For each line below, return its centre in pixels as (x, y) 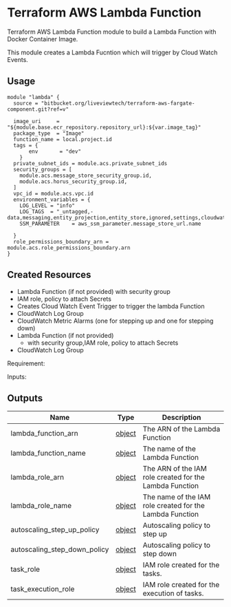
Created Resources (49, 275)
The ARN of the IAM (175, 469)
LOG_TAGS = (36, 211)
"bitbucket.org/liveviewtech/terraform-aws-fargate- (118, 103)
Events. (18, 59)
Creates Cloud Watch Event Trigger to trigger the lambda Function (111, 306)
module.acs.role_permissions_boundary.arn (69, 248)
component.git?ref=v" (38, 109)
